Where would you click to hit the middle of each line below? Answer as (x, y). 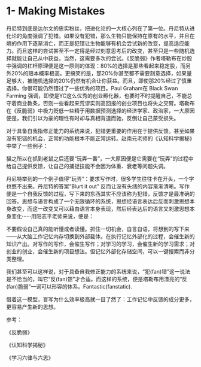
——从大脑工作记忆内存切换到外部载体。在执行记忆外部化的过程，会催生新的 (100, 236)
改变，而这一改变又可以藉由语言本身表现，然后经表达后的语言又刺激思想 (100, 208)
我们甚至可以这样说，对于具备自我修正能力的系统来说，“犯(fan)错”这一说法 (98, 271)
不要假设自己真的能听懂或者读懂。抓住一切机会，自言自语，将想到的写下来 (98, 229)
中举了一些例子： (27, 145)
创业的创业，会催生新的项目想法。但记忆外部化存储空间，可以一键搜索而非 (98, 251)
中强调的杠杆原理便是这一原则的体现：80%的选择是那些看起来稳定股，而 (96, 66)
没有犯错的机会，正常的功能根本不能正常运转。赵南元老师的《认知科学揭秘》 (100, 138)
